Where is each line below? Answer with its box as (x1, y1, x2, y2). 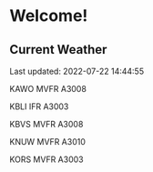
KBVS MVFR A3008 (9, 119, 84, 129)
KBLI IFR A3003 (9, 101, 69, 112)
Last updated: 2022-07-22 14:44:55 (9, 66, 144, 76)
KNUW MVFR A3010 (9, 137, 87, 147)
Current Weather (9, 42, 107, 57)
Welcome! (9, 5, 88, 26)
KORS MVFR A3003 (9, 154, 84, 165)
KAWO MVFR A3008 (9, 84, 87, 94)
